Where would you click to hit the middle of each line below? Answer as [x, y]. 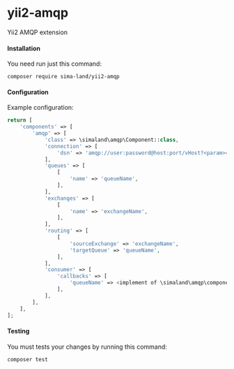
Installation [24, 48]
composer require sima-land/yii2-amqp [63, 77]
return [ [20, 120]
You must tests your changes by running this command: [87, 347]
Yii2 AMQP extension [38, 32]
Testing [18, 331]
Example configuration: [41, 108]
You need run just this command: [55, 64]
